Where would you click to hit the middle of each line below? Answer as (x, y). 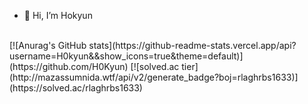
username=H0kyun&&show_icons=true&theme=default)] (126, 56)
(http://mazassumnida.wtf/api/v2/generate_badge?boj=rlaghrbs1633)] (154, 77)
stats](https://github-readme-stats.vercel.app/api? (192, 45)
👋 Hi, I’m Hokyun (58, 15)
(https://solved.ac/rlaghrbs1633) (76, 88)
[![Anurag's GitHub (48, 45)
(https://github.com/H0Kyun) (69, 66)
